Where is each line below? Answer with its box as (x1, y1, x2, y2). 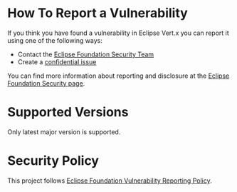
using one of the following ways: (7, 36, 103, 44)
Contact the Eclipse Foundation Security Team (17, 50, 154, 59)
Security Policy (7, 153, 100, 169)
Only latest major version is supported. (7, 127, 121, 136)
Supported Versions (7, 104, 129, 121)
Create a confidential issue (17, 57, 97, 66)
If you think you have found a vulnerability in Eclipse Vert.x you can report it (7, 29, 229, 37)
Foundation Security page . (7, 79, 85, 87)
